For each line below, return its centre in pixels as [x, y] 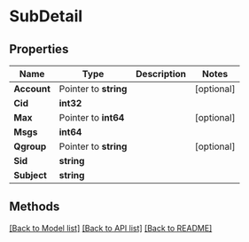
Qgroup [30, 146]
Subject [30, 175]
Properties [39, 49]
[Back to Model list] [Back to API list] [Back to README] [111, 228]
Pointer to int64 [92, 117]
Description [161, 74]
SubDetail [46, 16]
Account [32, 89]
